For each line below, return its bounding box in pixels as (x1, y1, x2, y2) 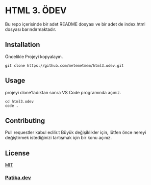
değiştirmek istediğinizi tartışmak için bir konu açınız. (5, 135, 112, 141)
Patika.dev (5, 174, 31, 181)
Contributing (5, 116, 45, 125)
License (5, 149, 30, 157)
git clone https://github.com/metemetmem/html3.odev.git (5, 63, 124, 68)
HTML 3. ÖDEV (5, 5, 67, 16)
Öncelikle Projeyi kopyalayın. (5, 53, 63, 59)
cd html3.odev (5, 99, 34, 104)
